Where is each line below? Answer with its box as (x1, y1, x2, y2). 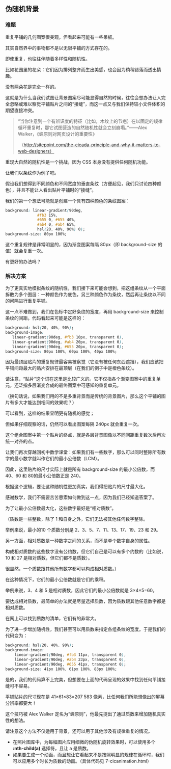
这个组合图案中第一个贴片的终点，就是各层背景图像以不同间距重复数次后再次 (5, 432, 166, 438)
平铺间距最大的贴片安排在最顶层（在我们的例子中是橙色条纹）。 (5, 365, 137, 371)
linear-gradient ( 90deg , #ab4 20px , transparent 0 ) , (12, 339, 124, 344)
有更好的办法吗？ (5, 258, 41, 264)
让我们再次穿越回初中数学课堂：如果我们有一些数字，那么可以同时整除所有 (5, 449, 161, 455)
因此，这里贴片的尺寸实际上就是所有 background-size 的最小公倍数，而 (5, 466, 155, 472)
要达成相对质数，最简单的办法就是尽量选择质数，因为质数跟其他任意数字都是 (5, 598, 166, 604)
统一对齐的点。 (5, 438, 37, 444)
